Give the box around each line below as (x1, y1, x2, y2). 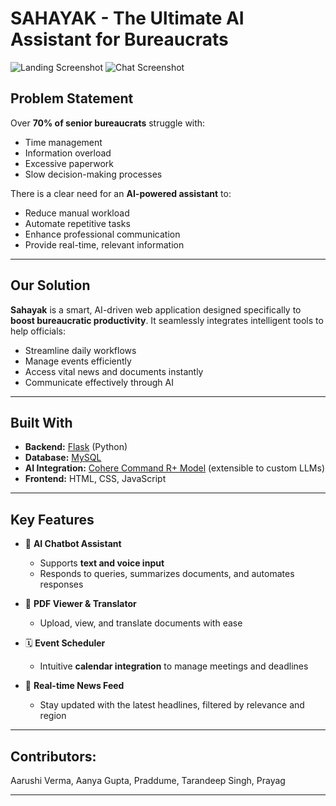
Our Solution (10, 277, 91, 294)
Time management (24, 136, 103, 148)
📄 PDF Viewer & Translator (24, 598, 137, 610)
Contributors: (10, 748, 97, 765)
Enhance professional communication (24, 228, 181, 240)
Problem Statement (10, 90, 134, 107)
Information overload (24, 147, 112, 159)
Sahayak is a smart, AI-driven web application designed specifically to (10, 303, 302, 316)
